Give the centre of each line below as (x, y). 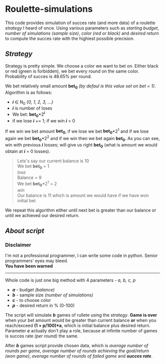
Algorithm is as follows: (29, 92)
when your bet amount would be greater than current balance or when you (81, 320)
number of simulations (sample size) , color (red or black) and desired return (82, 33)
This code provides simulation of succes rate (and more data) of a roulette (80, 23)
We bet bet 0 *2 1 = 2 (37, 184)
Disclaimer (18, 245)
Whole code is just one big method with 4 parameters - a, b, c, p (70, 280)
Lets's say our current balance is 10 (53, 161)
